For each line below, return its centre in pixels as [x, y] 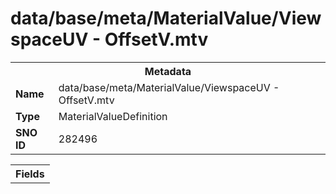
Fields [30, 174]
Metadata [168, 71]
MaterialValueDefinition [113, 116]
